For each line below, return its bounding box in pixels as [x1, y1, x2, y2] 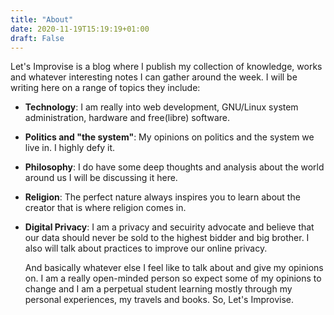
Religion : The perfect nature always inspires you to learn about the [24, 191, 301, 203]
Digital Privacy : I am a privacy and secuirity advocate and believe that [24, 221, 315, 233]
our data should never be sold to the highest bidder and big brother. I [24, 232, 310, 244]
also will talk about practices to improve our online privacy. [24, 242, 268, 255]
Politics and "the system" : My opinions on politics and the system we [24, 131, 315, 143]
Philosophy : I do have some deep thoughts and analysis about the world [24, 161, 325, 173]
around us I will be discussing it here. [24, 172, 178, 184]
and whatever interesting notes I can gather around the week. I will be [10, 71, 298, 83]
